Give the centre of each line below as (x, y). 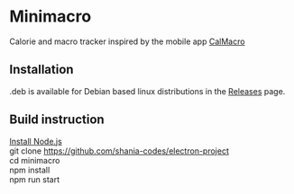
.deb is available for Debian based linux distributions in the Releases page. (147, 91)
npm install (30, 170)
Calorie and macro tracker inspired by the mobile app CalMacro (127, 41)
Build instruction (57, 120)
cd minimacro (35, 160)
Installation (41, 70)
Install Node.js (36, 141)
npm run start (35, 179)
